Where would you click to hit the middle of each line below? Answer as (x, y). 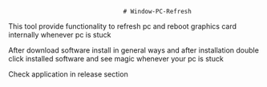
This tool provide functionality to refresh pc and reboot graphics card (123, 26)
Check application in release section (68, 74)
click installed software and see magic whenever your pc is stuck (116, 59)
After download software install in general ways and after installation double (133, 50)
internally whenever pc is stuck (60, 35)
